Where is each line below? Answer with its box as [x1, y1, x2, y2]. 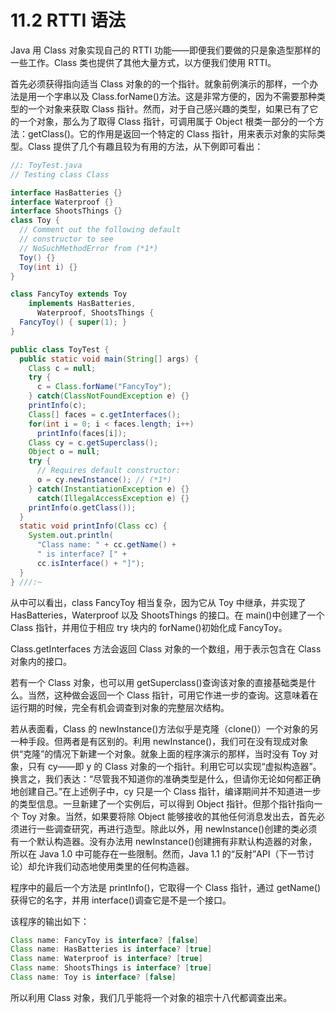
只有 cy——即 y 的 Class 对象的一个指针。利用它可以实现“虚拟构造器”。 [27, 760, 322, 772]
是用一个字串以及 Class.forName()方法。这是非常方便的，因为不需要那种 [18, 90, 317, 102]
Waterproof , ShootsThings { [36, 308, 155, 318]
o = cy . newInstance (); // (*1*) [36, 475, 172, 485]
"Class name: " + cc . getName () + [36, 540, 177, 550]
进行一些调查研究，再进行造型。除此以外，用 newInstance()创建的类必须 [18, 822, 318, 835]
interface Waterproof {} [10, 197, 114, 207]
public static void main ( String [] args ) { [19, 354, 199, 364]
